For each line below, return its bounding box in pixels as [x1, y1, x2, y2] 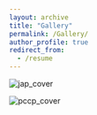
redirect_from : [9, 46, 65, 55]
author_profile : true [9, 37, 89, 47]
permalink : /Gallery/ [9, 29, 89, 38]
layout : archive [9, 12, 69, 22]
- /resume [17, 54, 53, 63]
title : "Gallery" [9, 21, 73, 30]
